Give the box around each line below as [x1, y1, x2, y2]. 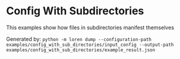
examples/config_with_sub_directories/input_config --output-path [6, 42, 174, 48]
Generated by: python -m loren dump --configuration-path [6, 35, 151, 42]
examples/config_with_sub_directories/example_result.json [6, 46, 156, 53]
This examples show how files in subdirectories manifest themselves [6, 24, 174, 31]
